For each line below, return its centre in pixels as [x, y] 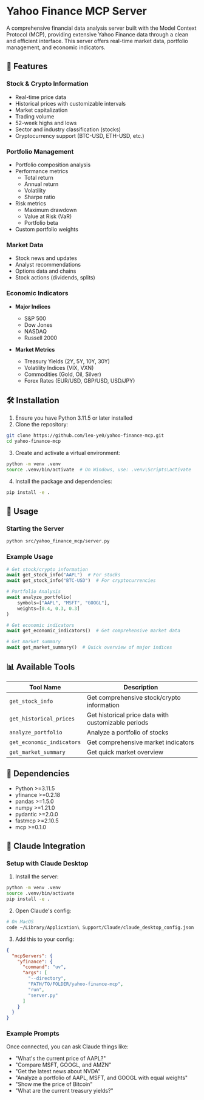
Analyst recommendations [48, 265]
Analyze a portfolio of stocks [128, 732]
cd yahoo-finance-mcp [34, 442]
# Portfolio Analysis [34, 592]
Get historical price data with [128, 715]
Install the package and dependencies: [63, 481]
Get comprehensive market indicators [141, 742]
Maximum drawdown [50, 210]
